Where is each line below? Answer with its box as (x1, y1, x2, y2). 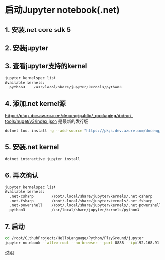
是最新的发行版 (58, 118, 88, 124)
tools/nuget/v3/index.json (5, 118, 57, 124)
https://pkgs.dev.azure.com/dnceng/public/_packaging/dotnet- (5, 113, 133, 118)
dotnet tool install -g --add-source (5, 128, 82, 133)
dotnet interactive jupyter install (5, 156, 80, 161)
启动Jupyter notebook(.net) (5, 4, 120, 16)
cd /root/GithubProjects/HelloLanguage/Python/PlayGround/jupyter (5, 235, 144, 241)
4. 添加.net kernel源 (5, 99, 66, 108)
